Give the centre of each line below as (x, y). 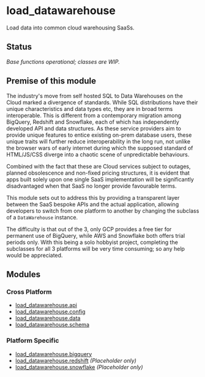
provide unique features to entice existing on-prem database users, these (99, 135)
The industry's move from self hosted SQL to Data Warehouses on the (95, 96)
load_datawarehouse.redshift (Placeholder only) (76, 360)
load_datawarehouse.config (50, 312)
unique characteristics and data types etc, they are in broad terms (90, 109)
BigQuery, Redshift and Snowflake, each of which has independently (93, 122)
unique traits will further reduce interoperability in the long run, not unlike (99, 141)
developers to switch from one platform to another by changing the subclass (103, 211)
